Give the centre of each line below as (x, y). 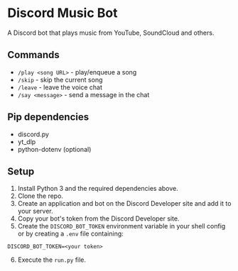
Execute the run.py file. (52, 260)
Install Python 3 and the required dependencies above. (98, 189)
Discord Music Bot (63, 13)
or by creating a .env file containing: (71, 234)
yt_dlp (27, 142)
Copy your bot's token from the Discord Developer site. (98, 219)
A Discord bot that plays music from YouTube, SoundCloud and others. (111, 33)
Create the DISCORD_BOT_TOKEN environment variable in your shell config (121, 226)
